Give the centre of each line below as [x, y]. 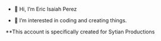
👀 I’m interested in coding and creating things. [70, 20]
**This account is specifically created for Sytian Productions [80, 32]
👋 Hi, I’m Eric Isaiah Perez [45, 9]
